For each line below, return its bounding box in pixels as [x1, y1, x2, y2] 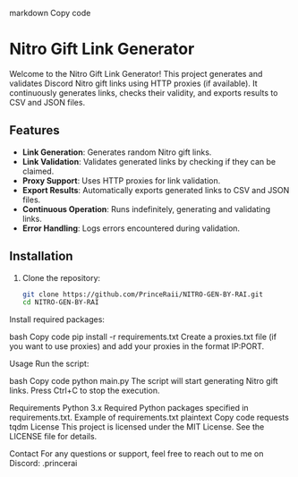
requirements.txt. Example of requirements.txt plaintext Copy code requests [9, 412, 289, 423]
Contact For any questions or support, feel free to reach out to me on [9, 448, 264, 459]
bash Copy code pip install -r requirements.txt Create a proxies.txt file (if [9, 331, 277, 343]
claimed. [21, 166, 55, 176]
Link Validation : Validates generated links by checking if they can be [21, 156, 277, 166]
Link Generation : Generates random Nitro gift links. [21, 147, 212, 158]
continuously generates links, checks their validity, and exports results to [9, 87, 278, 98]
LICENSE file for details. [9, 431, 98, 442]
